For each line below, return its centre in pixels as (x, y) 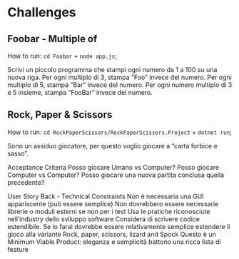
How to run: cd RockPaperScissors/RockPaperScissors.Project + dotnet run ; (119, 132)
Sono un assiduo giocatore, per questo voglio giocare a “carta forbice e (112, 146)
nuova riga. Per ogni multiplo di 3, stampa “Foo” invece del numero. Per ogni (119, 77)
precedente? (26, 182)
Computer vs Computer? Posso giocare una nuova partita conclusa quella (116, 175)
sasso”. (18, 153)
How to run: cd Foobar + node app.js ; (62, 56)
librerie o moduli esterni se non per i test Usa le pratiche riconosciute (109, 211)
